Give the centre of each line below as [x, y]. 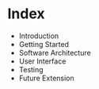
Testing [31, 69]
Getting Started [44, 44]
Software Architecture [55, 52]
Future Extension [46, 78]
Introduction [39, 36]
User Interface [42, 61]
